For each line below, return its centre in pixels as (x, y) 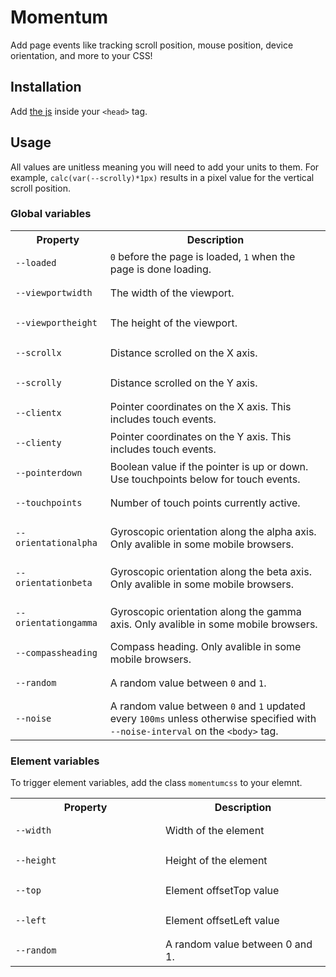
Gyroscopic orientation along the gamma (205, 611)
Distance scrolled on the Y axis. (183, 383)
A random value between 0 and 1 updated (207, 706)
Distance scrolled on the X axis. (183, 353)
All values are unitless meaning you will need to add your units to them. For (165, 167)
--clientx (38, 412)
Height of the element (216, 861)
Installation (46, 87)
